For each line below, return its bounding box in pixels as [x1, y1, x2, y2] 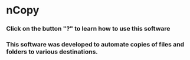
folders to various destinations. [6, 48, 99, 56]
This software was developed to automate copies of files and [6, 41, 185, 49]
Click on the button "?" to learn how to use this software [6, 25, 171, 33]
